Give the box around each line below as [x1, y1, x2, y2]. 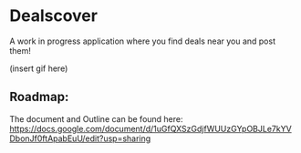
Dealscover [9, 5, 99, 26]
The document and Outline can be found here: [9, 113, 184, 124]
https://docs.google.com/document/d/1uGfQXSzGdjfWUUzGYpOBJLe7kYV [9, 123, 292, 134]
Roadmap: [9, 89, 69, 105]
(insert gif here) [9, 63, 68, 74]
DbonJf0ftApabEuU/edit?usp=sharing [9, 133, 151, 144]
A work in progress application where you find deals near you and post [9, 36, 276, 46]
